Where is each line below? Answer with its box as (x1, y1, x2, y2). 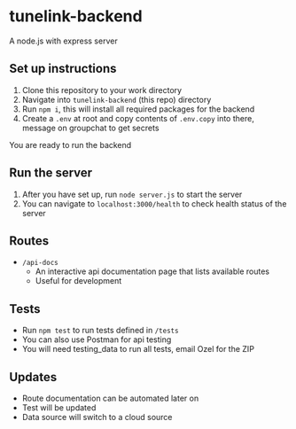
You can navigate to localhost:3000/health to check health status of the (21, 198, 287, 209)
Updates (9, 370, 58, 385)
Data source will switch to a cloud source (21, 412, 173, 422)
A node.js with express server (9, 35, 118, 46)
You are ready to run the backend (9, 139, 132, 150)
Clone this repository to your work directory (21, 84, 183, 95)
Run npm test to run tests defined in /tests (21, 325, 179, 336)
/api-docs (21, 259, 59, 268)
